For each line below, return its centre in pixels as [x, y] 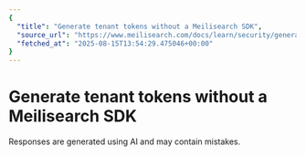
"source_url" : [43, 35]
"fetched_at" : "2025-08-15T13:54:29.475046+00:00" [115, 43]
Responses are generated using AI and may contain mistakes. [125, 141]
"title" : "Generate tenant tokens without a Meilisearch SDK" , [139, 26]
